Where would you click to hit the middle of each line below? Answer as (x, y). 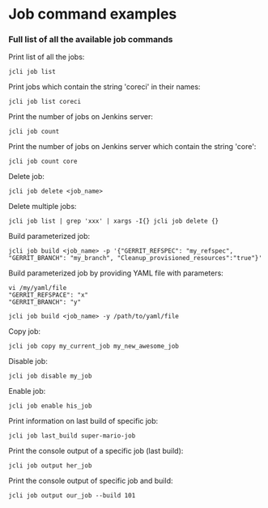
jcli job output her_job (50, 466)
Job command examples (93, 14)
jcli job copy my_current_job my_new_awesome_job (94, 346)
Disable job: (28, 361)
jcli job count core (43, 162)
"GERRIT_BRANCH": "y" (45, 302)
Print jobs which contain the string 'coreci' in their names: (104, 87)
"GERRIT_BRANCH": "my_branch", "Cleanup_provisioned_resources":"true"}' (136, 258)
